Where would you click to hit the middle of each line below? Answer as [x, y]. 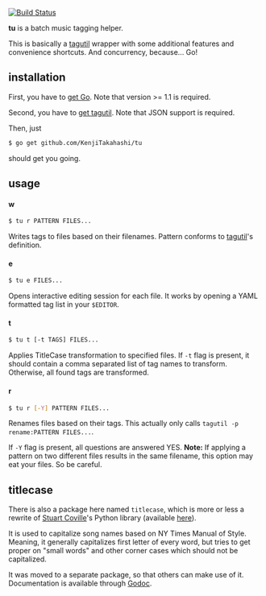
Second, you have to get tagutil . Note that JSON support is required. [122, 112]
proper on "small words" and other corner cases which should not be [123, 551]
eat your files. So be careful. [55, 465]
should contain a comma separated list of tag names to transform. [118, 364]
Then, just [25, 128]
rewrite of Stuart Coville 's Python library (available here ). [102, 518]
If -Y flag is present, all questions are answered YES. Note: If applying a [127, 448]
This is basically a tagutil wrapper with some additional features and [121, 43]
